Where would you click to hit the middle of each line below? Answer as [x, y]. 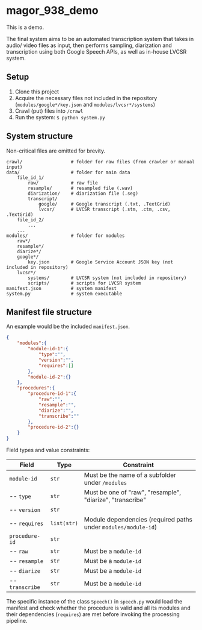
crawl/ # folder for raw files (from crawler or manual [101, 162]
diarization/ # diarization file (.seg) [83, 194]
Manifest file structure [49, 312]
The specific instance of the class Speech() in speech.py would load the [94, 601]
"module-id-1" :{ [48, 349]
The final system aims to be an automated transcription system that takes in [100, 39]
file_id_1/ [31, 178]
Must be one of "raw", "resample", [133, 492]
